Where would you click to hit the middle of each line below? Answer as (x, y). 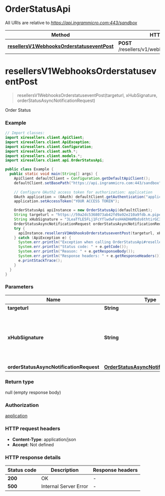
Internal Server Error (65, 486)
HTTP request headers (33, 429)
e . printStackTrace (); (40, 260)
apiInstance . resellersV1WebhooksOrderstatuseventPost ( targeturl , (86, 233)
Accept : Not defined (33, 444)
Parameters (19, 287)
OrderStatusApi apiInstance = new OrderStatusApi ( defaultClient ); (83, 210)
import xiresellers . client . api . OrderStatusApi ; (55, 160)
